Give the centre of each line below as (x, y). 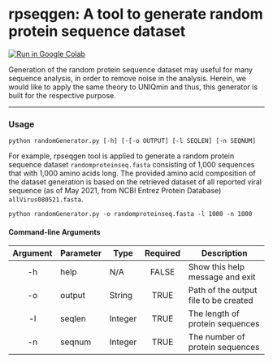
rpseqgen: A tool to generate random (136, 14)
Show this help (217, 267)
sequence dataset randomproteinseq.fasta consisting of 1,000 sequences (132, 165)
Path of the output (223, 291)
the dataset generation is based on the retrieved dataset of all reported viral (135, 182)
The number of (217, 337)
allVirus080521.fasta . (46, 199)
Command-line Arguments (54, 231)
